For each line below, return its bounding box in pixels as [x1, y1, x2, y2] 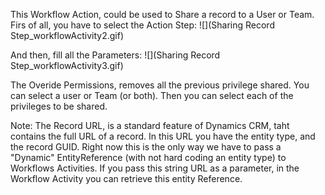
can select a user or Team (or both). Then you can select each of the [10, 90, 294, 101]
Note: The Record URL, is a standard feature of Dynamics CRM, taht [10, 120, 290, 131]
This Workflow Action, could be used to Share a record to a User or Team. [10, 9, 315, 20]
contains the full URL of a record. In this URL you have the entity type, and [10, 130, 316, 142]
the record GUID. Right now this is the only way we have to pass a [10, 141, 282, 153]
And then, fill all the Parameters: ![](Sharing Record [10, 49, 221, 61]
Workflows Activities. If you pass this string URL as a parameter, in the [10, 162, 300, 174]
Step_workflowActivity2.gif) [10, 30, 124, 41]
